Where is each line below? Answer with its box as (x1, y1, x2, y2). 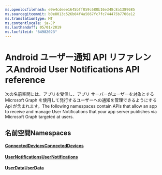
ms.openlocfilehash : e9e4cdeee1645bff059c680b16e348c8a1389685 (5, 7, 135, 12)
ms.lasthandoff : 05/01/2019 (5, 25, 62, 30)
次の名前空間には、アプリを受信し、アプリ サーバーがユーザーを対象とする (5, 91, 155, 97)
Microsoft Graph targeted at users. (5, 114, 74, 119)
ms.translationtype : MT (5, 16, 53, 21)
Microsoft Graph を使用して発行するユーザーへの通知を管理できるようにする (5, 97, 157, 103)
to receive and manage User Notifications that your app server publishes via (5, 108, 157, 114)
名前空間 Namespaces (5, 129, 71, 137)
